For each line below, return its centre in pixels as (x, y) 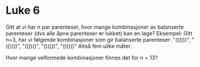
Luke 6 (23, 10)
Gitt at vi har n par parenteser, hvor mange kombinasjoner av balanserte (95, 27)
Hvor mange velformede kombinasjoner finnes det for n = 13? (82, 57)
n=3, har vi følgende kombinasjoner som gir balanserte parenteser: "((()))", (98, 39)
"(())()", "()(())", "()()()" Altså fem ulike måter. (77, 46)
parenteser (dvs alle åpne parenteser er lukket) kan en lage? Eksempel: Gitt (99, 33)
